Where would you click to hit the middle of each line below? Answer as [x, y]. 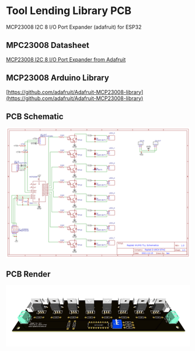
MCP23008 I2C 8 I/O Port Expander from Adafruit [66, 59]
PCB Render [28, 274]
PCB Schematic [35, 116]
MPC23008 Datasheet [48, 45]
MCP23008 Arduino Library [58, 78]
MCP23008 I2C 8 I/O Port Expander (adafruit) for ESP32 [74, 27]
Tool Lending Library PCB [69, 11]
